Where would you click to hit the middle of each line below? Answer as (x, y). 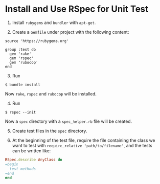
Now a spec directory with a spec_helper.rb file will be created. (69, 121)
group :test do (21, 49)
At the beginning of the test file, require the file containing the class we (84, 140)
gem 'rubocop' (24, 62)
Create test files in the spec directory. (49, 131)
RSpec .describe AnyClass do (34, 160)
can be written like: (31, 151)
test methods (23, 169)
